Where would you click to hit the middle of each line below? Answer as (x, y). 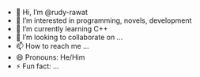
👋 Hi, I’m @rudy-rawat (52, 12)
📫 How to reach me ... (52, 46)
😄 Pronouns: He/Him (50, 57)
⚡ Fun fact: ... (37, 66)
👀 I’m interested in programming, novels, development (104, 20)
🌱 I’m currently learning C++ (62, 29)
